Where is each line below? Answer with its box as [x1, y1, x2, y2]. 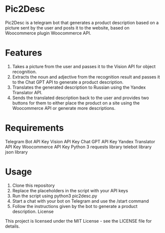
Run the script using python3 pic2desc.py [12, 193, 98, 199]
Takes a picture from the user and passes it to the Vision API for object [12, 63, 156, 69]
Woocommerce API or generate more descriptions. [12, 105, 116, 111]
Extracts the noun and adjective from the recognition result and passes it [12, 74, 160, 79]
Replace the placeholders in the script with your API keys [12, 187, 128, 193]
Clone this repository [12, 182, 55, 188]
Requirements [5, 123, 64, 133]
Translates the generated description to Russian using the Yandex [12, 84, 146, 90]
